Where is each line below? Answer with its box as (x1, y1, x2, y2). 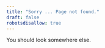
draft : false (6, 14, 40, 20)
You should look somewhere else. (6, 37, 92, 44)
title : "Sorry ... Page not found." (6, 8, 100, 15)
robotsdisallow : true (6, 20, 62, 26)
